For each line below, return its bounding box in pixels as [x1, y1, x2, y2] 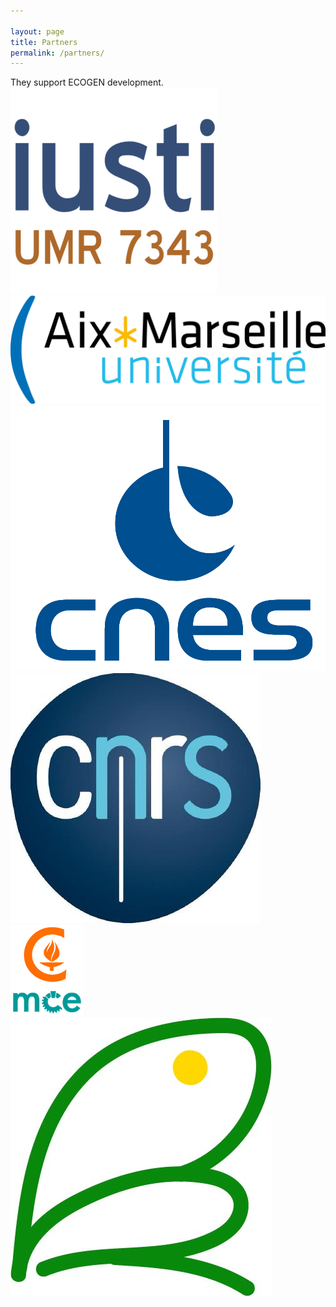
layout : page [10, 26, 65, 37]
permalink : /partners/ [10, 48, 105, 58]
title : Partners [10, 37, 78, 47]
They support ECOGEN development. [10, 76, 164, 89]
